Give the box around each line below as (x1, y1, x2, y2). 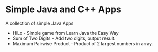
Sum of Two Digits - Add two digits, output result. (12, 35, 116, 41)
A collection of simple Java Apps (5, 20, 74, 26)
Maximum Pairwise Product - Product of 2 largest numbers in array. (12, 40, 153, 46)
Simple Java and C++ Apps (5, 4, 121, 15)
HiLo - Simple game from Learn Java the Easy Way (12, 30, 119, 36)
